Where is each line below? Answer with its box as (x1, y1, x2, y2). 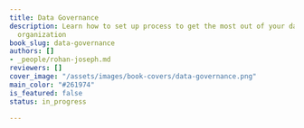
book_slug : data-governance (9, 38, 116, 48)
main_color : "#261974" (9, 80, 95, 89)
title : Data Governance (9, 13, 100, 23)
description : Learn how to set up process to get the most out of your (9, 22, 285, 31)
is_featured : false (9, 88, 83, 97)
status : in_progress (9, 96, 88, 106)
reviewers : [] (9, 64, 63, 73)
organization (17, 30, 67, 39)
